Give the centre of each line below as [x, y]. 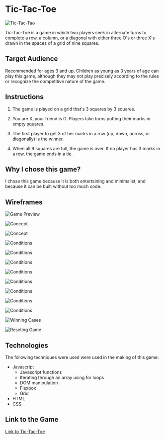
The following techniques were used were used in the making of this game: [82, 357]
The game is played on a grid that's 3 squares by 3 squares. [74, 109]
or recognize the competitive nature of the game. [55, 81]
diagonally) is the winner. [38, 139]
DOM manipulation [39, 383]
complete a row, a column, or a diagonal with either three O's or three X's [80, 38]
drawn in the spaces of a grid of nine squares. [52, 43]
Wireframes [24, 202]
